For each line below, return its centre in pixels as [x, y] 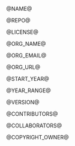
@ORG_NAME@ [26, 44]
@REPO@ [19, 20]
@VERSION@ [23, 102]
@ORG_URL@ [23, 67]
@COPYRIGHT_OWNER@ [37, 137]
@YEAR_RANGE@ [28, 90]
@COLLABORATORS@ [34, 125]
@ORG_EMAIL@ [26, 56]
